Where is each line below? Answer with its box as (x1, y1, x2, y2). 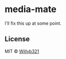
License (4, 35, 30, 43)
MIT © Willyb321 (4, 48, 39, 54)
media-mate (4, 4, 57, 15)
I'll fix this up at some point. (4, 20, 61, 26)
